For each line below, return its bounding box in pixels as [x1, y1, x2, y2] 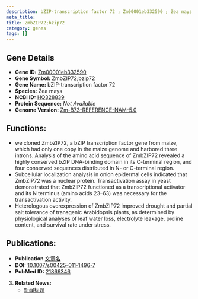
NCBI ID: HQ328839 [14, 93, 65, 101]
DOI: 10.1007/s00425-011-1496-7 [14, 262, 96, 269]
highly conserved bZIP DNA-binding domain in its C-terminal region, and [14, 158, 192, 165]
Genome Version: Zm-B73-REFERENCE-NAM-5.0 [14, 106, 137, 113]
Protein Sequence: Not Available [14, 100, 96, 107]
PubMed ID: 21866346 [14, 268, 71, 275]
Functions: [6, 123, 47, 133]
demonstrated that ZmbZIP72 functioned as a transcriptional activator [14, 183, 186, 190]
